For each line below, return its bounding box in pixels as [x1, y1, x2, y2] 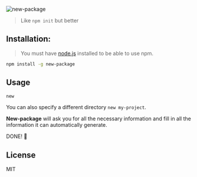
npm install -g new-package [6, 61, 75, 67]
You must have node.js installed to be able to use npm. [20, 50, 154, 57]
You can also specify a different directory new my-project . [6, 104, 146, 111]
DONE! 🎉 [6, 133, 28, 140]
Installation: [6, 34, 51, 44]
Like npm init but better [20, 17, 79, 24]
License [6, 150, 36, 160]
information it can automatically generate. [6, 122, 107, 129]
